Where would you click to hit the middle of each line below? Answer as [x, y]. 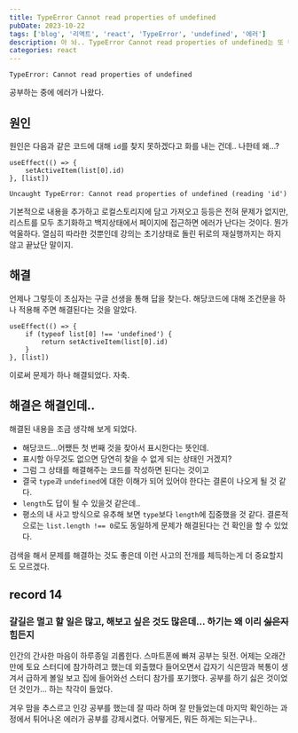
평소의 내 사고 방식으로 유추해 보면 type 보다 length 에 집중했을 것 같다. [143, 514]
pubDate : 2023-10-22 [47, 26]
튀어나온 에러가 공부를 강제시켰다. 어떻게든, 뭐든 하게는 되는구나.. [145, 719]
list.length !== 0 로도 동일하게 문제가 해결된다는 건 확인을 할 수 [159, 525]
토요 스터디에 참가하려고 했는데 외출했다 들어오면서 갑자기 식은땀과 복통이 [152, 667]
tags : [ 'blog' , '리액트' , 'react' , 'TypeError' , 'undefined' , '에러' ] [137, 34]
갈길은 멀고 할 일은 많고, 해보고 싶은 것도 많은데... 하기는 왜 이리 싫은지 [149, 621]
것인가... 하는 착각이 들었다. [66, 690]
